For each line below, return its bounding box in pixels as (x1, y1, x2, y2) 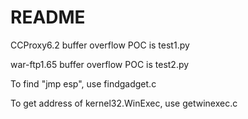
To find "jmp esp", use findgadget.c (10, 77, 157, 90)
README (10, 6, 86, 29)
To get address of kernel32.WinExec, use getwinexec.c (10, 97, 238, 109)
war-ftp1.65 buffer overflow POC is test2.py (10, 58, 190, 70)
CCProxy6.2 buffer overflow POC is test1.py (10, 39, 190, 51)
